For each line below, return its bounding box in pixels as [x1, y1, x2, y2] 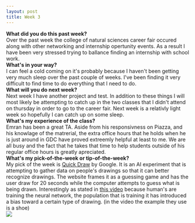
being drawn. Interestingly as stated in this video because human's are [6, 186, 177, 193]
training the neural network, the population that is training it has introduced [6, 191, 187, 199]
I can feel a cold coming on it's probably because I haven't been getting [6, 67, 179, 74]
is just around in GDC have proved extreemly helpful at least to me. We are [6, 136, 186, 143]
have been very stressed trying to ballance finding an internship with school [6, 49, 189, 56]
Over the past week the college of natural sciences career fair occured [6, 36, 177, 43]
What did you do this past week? [6, 30, 87, 37]
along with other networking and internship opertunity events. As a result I [6, 42, 186, 50]
